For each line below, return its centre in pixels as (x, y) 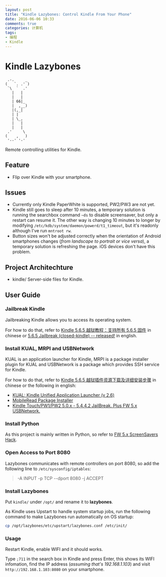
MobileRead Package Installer (43, 400)
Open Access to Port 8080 (38, 453)
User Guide (23, 295)
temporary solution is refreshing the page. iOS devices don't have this (83, 247)
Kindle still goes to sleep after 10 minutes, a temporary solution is (79, 210)
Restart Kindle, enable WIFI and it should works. (54, 549)
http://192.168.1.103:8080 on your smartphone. (55, 570)
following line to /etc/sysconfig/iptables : (48, 469)
